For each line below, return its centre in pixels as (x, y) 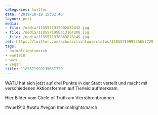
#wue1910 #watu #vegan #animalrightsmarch (51, 107)
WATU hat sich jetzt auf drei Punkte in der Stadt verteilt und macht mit (76, 83)
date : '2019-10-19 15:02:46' (35, 14)
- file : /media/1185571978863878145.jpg (47, 37)
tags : (11, 46)
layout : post (19, 19)
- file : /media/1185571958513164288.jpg (47, 32)
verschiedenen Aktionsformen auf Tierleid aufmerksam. (62, 88)
